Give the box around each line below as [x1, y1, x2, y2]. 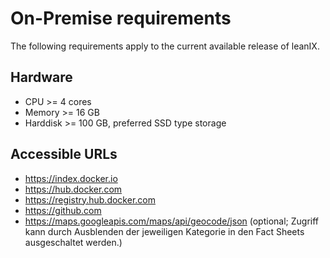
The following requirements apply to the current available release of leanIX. [10, 40, 320, 52]
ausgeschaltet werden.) [24, 236, 123, 248]
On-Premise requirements [10, 7, 232, 30]
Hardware [10, 69, 73, 86]
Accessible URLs [10, 146, 118, 163]
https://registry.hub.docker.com [24, 193, 156, 206]
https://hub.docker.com [24, 183, 123, 195]
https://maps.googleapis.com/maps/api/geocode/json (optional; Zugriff [24, 215, 319, 227]
